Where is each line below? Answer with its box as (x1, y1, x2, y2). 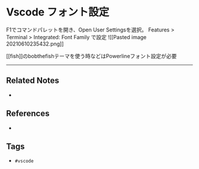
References (6, 109, 50, 119)
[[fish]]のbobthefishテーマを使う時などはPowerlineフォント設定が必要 (6, 52, 177, 59)
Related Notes (6, 75, 59, 86)
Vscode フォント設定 (6, 5, 110, 19)
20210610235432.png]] (6, 40, 64, 47)
